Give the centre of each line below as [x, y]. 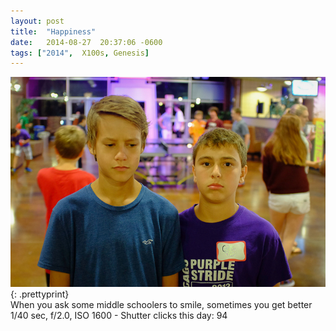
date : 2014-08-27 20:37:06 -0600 [86, 42]
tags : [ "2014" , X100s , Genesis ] [80, 53]
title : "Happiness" [53, 31]
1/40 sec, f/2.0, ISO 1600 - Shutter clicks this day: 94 [119, 316]
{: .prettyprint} [40, 294]
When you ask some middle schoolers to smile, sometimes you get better [161, 305]
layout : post [37, 21]
